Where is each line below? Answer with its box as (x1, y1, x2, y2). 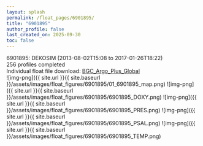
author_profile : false (6, 26, 64, 33)
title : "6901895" (6, 20, 51, 26)
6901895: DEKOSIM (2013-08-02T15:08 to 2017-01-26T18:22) (6, 55, 163, 61)
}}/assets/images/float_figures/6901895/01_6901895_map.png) (6, 80, 166, 88)
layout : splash (6, 9, 45, 15)
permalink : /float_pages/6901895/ (6, 15, 95, 21)
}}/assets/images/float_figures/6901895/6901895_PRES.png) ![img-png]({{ (6, 107, 196, 113)
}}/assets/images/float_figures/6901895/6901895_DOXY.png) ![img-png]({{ (6, 93, 197, 101)
